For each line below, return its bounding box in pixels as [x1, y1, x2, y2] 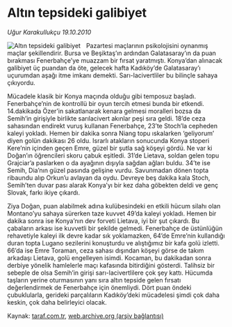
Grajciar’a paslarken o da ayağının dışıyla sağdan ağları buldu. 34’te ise [7, 158, 210, 167]
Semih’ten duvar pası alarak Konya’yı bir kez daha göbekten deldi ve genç [7, 181, 219, 189]
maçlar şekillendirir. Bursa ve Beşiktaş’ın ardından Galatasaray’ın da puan [7, 49, 217, 57]
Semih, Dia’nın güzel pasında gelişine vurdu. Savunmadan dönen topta [7, 166, 209, 174]
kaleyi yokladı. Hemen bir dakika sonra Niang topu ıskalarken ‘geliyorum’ [7, 129, 215, 137]
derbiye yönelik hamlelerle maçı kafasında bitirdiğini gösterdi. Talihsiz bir [7, 261, 215, 269]
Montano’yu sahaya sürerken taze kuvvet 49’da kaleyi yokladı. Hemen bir [7, 209, 217, 218]
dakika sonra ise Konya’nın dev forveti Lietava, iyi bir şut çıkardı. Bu [7, 216, 200, 225]
